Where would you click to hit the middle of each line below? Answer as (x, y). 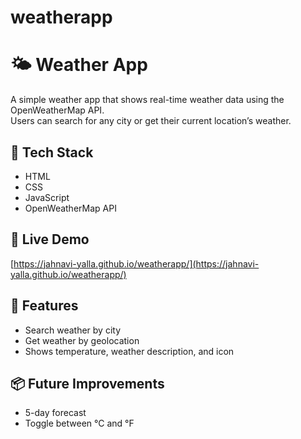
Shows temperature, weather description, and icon (129, 351)
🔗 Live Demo (50, 239)
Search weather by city (72, 330)
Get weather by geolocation (82, 340)
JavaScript (47, 197)
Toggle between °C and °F (79, 423)
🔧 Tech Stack (52, 152)
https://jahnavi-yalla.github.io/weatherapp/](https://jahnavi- (136, 263)
